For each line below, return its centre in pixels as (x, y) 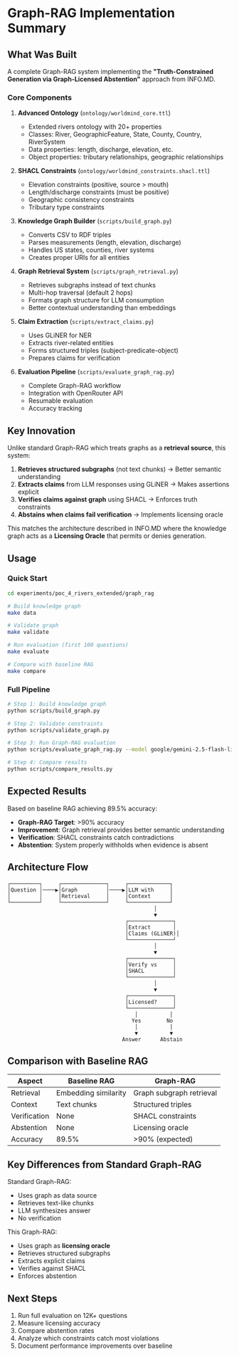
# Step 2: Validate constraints (55, 724)
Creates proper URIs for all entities (79, 258)
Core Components (40, 97)
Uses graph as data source (57, 1195)
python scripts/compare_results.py (60, 769)
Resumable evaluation (61, 401)
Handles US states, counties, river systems (91, 250)
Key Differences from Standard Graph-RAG (105, 1165)
